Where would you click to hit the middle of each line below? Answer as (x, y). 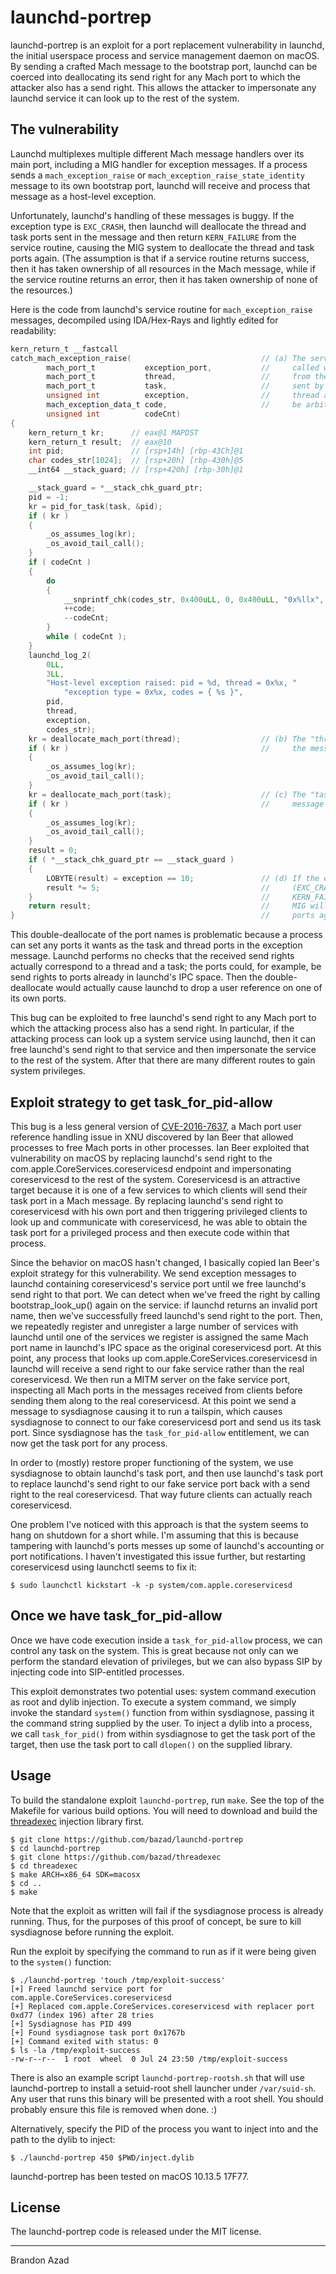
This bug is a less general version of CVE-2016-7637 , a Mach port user (156, 1126)
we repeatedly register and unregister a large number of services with (154, 1326)
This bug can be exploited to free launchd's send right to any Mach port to (163, 1018)
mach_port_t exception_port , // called (183, 367)
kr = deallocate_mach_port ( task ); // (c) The (167, 794)
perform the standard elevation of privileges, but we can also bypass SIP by (166, 1661)
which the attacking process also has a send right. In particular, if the (152, 1028)
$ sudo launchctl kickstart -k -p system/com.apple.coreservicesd (151, 1585)
